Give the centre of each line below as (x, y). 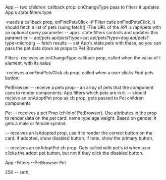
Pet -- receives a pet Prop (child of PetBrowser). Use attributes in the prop (81, 113)
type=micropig (20, 43)
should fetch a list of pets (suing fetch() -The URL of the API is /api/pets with (83, 27)
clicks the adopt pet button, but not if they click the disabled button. (74, 153)
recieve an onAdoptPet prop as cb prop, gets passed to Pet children (74, 98)
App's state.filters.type (28, 12)
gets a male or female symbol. (36, 123)
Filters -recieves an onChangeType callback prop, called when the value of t (83, 58)
